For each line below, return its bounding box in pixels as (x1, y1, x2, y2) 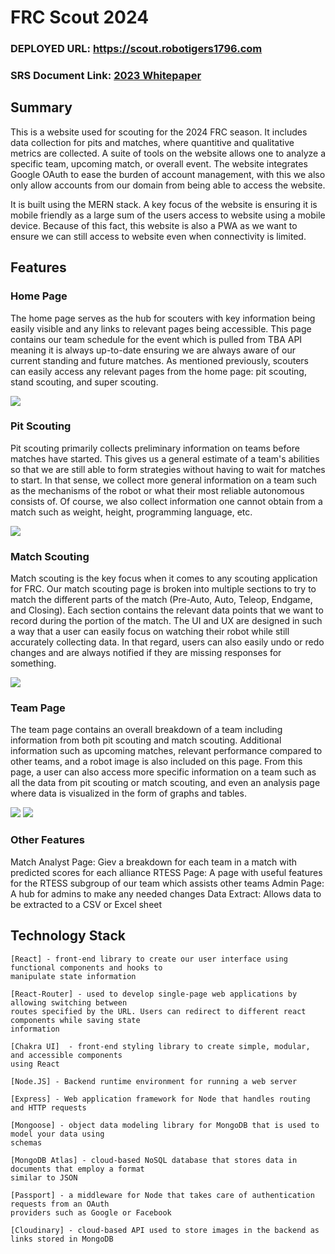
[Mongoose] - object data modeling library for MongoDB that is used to (10, 1120, 320, 1130)
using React (10, 1059, 60, 1069)
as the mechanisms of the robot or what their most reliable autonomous (10, 484, 305, 496)
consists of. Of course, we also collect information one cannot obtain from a (10, 495, 323, 507)
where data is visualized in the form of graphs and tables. (10, 787, 247, 800)
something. (10, 657, 57, 670)
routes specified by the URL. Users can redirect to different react (10, 1006, 307, 1016)
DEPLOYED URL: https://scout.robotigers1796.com (10, 42, 263, 56)
